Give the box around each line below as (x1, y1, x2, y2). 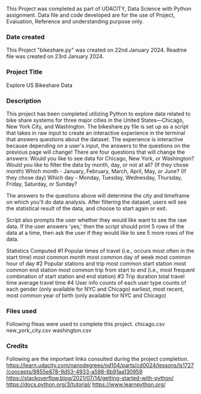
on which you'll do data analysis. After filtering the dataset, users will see (6, 198, 187, 205)
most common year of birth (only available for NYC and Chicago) (6, 291, 167, 299)
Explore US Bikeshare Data (6, 81, 73, 89)
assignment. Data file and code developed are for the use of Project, (6, 11, 175, 19)
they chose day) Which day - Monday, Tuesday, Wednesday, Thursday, (6, 174, 182, 181)
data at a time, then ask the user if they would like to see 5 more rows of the (6, 229, 194, 236)
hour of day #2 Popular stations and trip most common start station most (6, 259, 187, 267)
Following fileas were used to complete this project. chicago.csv (6, 321, 165, 328)
